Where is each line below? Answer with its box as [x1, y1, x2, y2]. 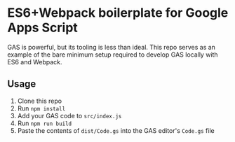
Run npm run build [17, 119, 72, 127]
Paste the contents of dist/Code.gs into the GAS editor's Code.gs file [17, 126, 215, 134]
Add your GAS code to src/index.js [17, 111, 122, 120]
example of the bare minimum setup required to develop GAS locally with [7, 50, 219, 59]
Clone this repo [17, 97, 62, 105]
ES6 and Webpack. [7, 57, 62, 66]
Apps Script [7, 20, 79, 36]
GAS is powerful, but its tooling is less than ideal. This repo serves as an [7, 43, 216, 51]
